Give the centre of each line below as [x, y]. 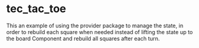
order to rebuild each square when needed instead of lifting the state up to [100, 32]
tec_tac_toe [36, 9]
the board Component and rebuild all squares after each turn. [83, 38]
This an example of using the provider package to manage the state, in [95, 26]
